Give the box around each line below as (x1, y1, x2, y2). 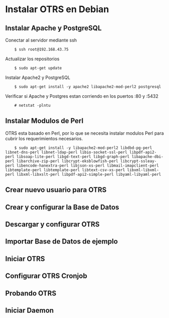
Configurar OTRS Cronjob (5, 272, 87, 281)
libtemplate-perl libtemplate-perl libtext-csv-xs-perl (5, 167, 125, 173)
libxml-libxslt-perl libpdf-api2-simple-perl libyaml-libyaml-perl (16, 172, 161, 177)
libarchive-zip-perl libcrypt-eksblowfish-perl (16, 158, 119, 164)
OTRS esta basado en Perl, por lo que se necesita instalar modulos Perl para (5, 130, 164, 136)
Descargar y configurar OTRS (5, 220, 100, 228)
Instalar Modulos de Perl (5, 116, 84, 125)
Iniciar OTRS (5, 254, 45, 263)
